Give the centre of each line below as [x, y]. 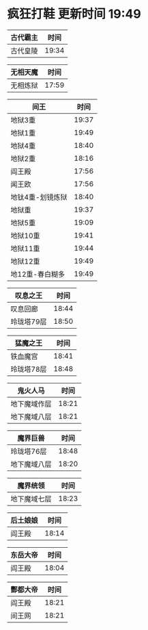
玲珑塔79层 [29, 321]
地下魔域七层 [31, 499]
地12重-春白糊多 [38, 274]
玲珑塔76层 [29, 451]
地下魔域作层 [31, 403]
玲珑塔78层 [29, 369]
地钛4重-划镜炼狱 [39, 197]
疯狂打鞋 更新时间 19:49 [74, 14]
